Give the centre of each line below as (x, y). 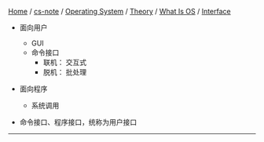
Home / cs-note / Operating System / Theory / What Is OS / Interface (119, 11)
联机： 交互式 (65, 62)
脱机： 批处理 (65, 72)
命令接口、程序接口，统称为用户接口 (78, 122)
